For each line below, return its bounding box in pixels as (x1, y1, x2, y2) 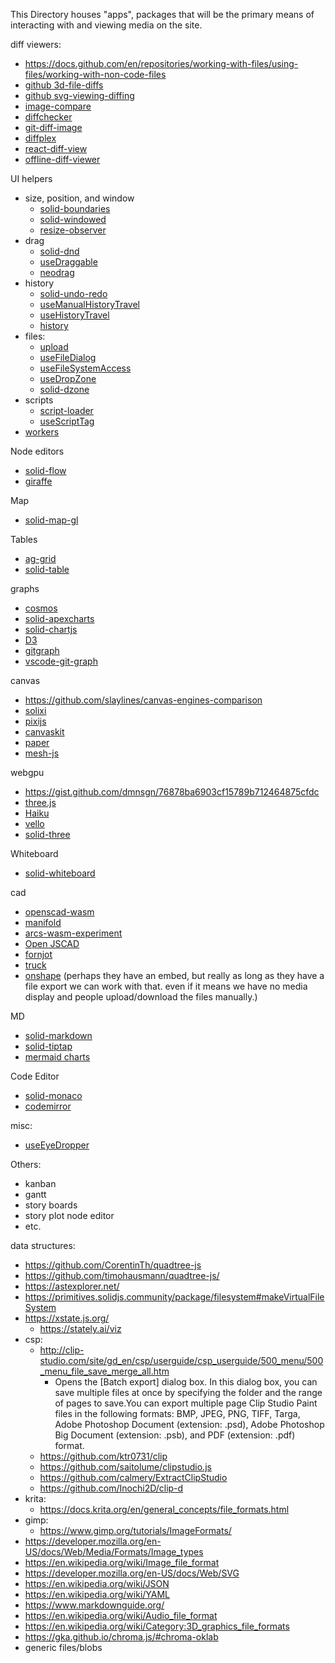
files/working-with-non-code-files (24, 69, 167, 80)
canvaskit (24, 726, 65, 738)
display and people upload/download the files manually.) (24, 991, 258, 1003)
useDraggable (39, 256, 98, 268)
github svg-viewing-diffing (24, 90, 135, 101)
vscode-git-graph (24, 655, 98, 667)
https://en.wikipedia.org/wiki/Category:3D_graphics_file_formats (24, 1620, 290, 1632)
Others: (10, 1159, 42, 1170)
